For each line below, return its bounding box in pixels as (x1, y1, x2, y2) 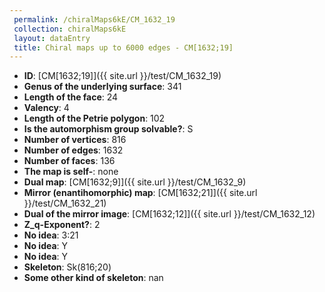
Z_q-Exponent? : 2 (23, 219, 101, 231)
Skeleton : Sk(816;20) (23, 261, 112, 273)
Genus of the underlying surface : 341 (23, 81, 182, 93)
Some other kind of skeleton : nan (23, 272, 164, 284)
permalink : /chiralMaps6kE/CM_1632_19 (13, 14, 176, 25)
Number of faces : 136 (23, 155, 116, 167)
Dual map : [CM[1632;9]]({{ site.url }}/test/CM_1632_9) (23, 176, 247, 188)
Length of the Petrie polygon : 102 (23, 112, 166, 125)
